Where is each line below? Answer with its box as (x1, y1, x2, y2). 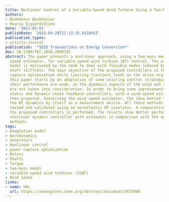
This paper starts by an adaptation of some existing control (10, 77, 143, 82)
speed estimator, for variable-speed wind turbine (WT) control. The (10, 59, 158, 64)
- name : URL (5, 184, 30, 189)
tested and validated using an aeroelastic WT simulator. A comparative (10, 105, 165, 110)
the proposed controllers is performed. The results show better (10, 110, 150, 115)
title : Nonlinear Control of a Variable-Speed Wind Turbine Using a (5, 7, 152, 13)
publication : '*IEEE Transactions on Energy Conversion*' (5, 45, 129, 50)
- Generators (5, 138, 33, 143)
